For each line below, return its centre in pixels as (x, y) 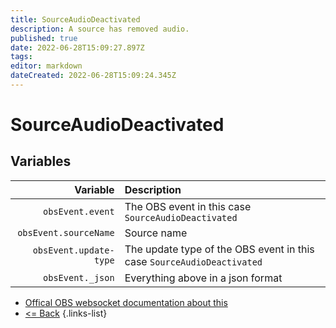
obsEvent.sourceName (66, 232)
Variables (41, 161)
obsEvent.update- (73, 250)
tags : (21, 57)
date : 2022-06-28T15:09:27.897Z (77, 47)
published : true (44, 38)
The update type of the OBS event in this (219, 249)
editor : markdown (46, 66)
